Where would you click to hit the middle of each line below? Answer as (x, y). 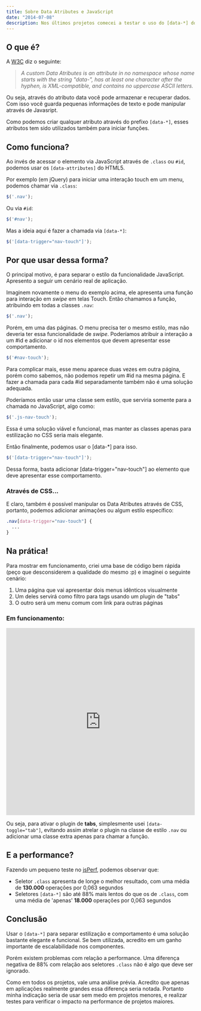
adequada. (19, 388)
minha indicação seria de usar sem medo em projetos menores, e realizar (97, 995)
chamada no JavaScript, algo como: (51, 406)
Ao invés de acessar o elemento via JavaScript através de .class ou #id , (96, 161)
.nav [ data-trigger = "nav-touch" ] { (49, 522)
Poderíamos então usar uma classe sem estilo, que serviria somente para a (99, 400)
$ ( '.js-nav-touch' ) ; (32, 417)
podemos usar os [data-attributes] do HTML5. (66, 168)
